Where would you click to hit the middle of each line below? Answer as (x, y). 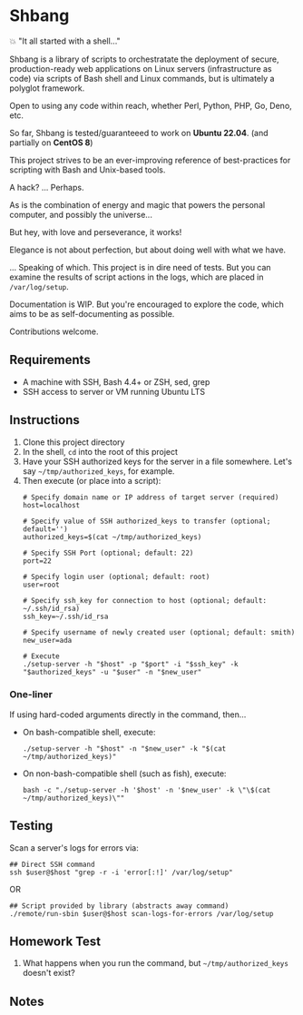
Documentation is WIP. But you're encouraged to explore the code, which (147, 304)
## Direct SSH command (52, 864)
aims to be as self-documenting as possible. (92, 313)
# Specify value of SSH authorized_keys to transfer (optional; (147, 521)
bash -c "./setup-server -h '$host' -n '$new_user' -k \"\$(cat (147, 790)
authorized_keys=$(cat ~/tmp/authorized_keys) (112, 537)
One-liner (31, 695)
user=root (41, 585)
